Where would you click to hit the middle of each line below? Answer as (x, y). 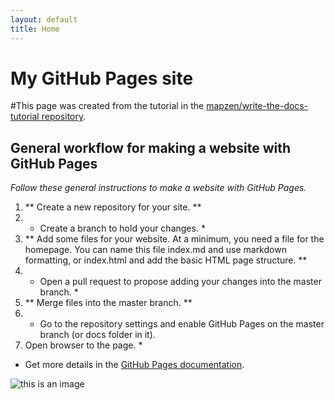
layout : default (44, 19)
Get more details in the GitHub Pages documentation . (134, 365)
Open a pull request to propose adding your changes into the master (180, 282)
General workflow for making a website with (151, 147)
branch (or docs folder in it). (97, 335)
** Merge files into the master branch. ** (108, 303)
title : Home (35, 29)
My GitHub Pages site (102, 78)
